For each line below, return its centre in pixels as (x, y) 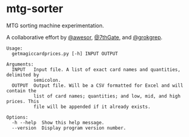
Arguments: (20, 64)
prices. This (23, 101)
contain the (21, 91)
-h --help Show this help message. (58, 122)
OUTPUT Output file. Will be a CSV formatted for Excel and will (98, 85)
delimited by (23, 75)
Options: (17, 117)
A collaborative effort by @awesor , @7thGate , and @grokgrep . (84, 37)
